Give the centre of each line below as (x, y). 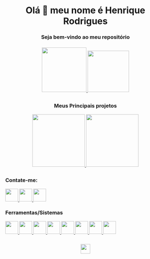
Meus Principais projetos (85, 106)
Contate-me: (22, 180)
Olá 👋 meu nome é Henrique (85, 10)
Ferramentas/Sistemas (34, 213)
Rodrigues (85, 21)
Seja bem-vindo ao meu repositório (85, 37)
